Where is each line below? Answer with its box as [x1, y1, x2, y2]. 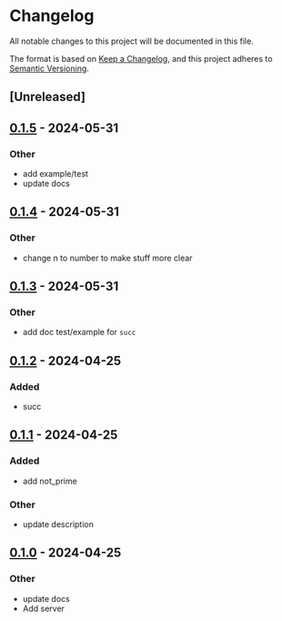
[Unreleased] [9, 89, 86, 105]
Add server [22, 603, 65, 614]
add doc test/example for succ [22, 327, 136, 338]
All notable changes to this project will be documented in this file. [9, 36, 255, 46]
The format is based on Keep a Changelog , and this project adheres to [9, 53, 273, 64]
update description [22, 519, 94, 530]
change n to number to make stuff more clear [22, 252, 193, 263]
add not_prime [22, 475, 77, 486]
